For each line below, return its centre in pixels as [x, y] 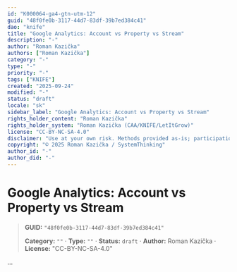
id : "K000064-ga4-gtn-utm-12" [52, 14]
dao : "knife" [26, 27]
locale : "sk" [26, 106]
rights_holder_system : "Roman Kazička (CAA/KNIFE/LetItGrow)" [101, 125]
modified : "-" [28, 92]
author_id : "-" [30, 152]
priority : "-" [28, 73]
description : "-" [33, 40]
